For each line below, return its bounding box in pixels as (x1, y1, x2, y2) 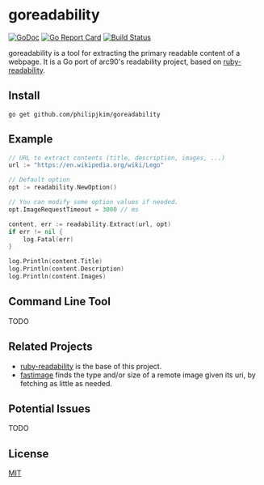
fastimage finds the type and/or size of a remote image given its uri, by (19, 370, 256, 380)
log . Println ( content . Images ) (8, 273, 107, 281)
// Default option (8, 176, 70, 184)
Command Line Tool (8, 295, 111, 308)
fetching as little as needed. (19, 378, 113, 388)
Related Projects (8, 340, 93, 354)
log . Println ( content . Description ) (8, 265, 125, 273)
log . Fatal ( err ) (23, 235, 74, 244)
